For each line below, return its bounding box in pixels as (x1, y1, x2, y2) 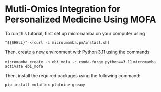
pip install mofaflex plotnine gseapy (5, 82, 85, 87)
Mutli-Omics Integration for (5, 3, 121, 15)
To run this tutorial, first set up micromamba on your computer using (5, 30, 145, 36)
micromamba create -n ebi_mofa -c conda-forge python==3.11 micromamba (5, 59, 156, 64)
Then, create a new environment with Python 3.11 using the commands (5, 49, 150, 55)
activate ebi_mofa (5, 64, 43, 69)
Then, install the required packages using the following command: (5, 72, 141, 78)
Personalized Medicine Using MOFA (5, 14, 156, 25)
